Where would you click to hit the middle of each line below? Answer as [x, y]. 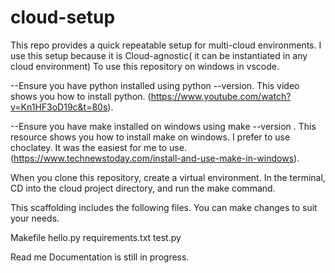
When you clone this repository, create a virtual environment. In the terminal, [168, 177]
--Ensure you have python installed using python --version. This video [155, 85]
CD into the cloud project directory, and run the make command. [143, 188]
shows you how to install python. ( [81, 96]
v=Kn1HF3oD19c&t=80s [59, 107]
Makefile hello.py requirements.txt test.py [96, 237]
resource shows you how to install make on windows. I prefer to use [150, 137]
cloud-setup [63, 17]
